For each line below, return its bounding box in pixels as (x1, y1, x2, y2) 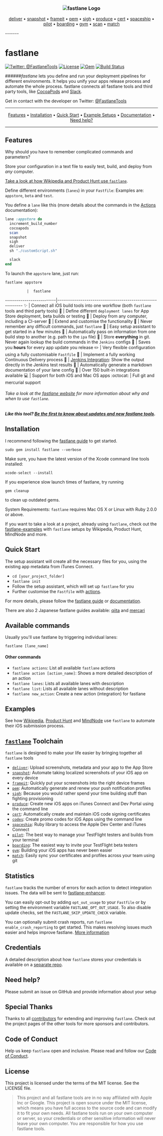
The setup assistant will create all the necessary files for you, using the (5, 558, 147, 564)
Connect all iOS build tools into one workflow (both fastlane (31, 302, 151, 308)
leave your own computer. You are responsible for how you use (16, 1120, 144, 1127)
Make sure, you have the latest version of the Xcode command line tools (5, 456, 149, 462)
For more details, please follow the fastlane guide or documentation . (5, 598, 142, 604)
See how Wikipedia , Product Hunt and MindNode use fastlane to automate (5, 718, 155, 724)
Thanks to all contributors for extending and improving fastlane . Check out (5, 1016, 155, 1022)
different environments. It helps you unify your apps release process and (5, 78, 150, 84)
